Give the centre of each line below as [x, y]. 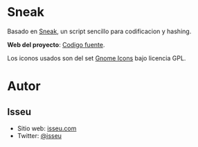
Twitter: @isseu [39, 135]
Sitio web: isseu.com [47, 128]
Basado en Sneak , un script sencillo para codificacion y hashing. [99, 31]
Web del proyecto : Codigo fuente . [56, 44]
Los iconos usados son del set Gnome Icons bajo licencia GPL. [97, 58]
